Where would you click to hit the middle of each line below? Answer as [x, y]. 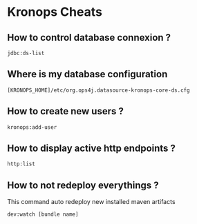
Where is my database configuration [87, 74]
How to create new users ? [66, 111]
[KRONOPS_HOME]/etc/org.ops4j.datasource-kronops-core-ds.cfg [98, 90]
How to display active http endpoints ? [92, 149]
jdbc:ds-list [26, 53]
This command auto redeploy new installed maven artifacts [91, 202]
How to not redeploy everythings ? [83, 185]
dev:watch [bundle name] [43, 214]
